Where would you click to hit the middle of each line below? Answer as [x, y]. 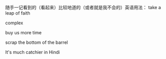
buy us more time [24, 33]
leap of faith [18, 13]
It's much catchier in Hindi [32, 52]
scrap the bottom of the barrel [37, 42]
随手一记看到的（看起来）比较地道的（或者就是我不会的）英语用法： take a [83, 7]
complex [14, 23]
